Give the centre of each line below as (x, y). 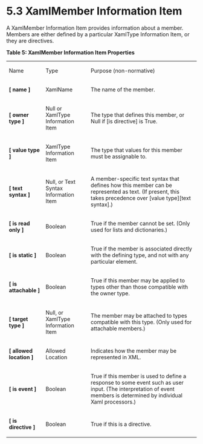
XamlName (59, 90)
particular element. (114, 262)
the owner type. (110, 293)
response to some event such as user (137, 383)
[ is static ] (23, 255)
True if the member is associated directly (141, 249)
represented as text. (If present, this (135, 191)
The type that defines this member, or (137, 115)
